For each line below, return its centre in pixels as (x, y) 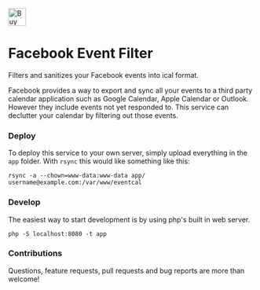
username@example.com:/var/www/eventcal (75, 183)
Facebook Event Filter (81, 53)
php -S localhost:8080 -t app (58, 234)
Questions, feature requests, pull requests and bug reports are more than (126, 270)
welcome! (24, 279)
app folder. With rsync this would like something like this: (99, 161)
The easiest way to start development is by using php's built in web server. (129, 219)
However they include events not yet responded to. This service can (119, 107)
